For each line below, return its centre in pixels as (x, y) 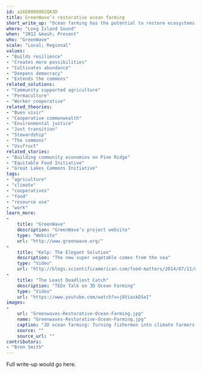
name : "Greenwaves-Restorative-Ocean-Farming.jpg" (82, 319)
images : (16, 302)
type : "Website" (38, 235)
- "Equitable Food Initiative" (45, 163)
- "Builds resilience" (35, 57)
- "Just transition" (32, 129)
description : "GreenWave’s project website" (74, 230)
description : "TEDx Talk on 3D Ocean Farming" (76, 286)
